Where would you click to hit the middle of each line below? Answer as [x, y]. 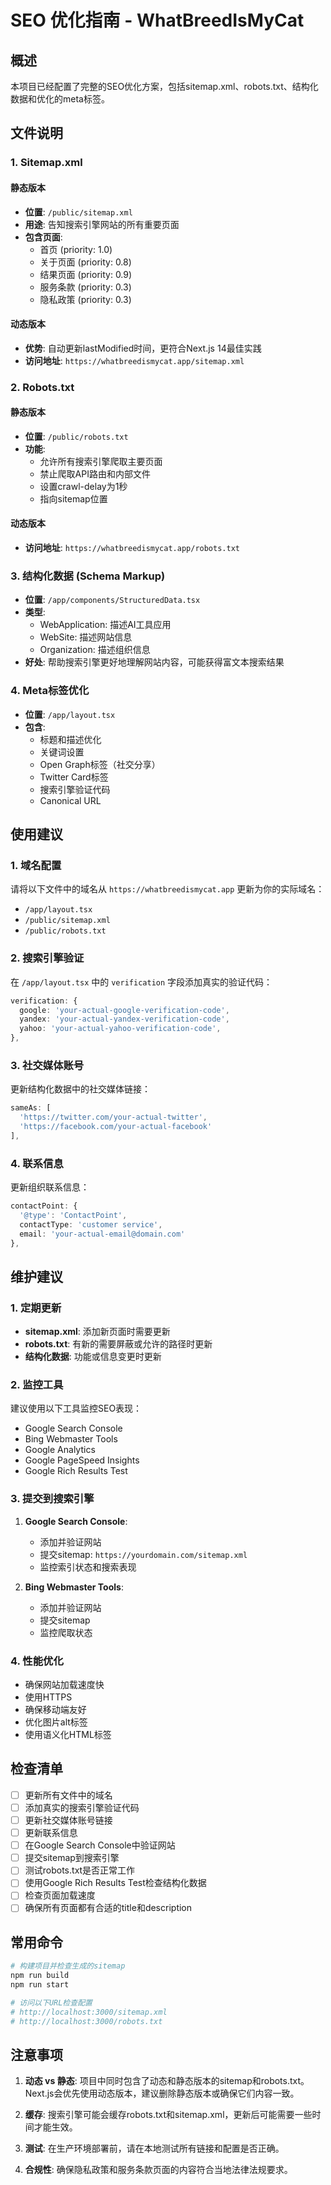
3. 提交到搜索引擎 [52, 1499]
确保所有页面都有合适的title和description [108, 1908]
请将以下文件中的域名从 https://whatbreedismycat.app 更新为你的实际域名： [167, 889]
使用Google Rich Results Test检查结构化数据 [115, 1883]
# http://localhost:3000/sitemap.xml [89, 2012]
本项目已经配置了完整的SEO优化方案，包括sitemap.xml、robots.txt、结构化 [164, 86]
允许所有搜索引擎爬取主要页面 [101, 461]
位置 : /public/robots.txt [76, 436]
